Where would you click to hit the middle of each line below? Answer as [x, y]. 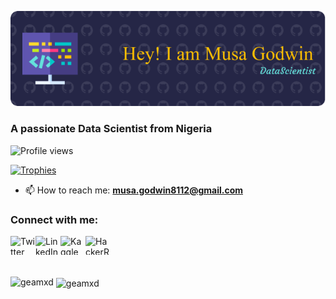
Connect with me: [54, 219]
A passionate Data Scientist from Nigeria [111, 129]
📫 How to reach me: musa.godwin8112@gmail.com [133, 190]
